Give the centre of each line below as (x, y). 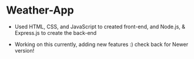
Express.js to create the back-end (56, 32)
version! (24, 50)
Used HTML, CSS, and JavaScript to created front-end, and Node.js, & (100, 27)
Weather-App (40, 10)
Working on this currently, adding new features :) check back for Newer (101, 44)
